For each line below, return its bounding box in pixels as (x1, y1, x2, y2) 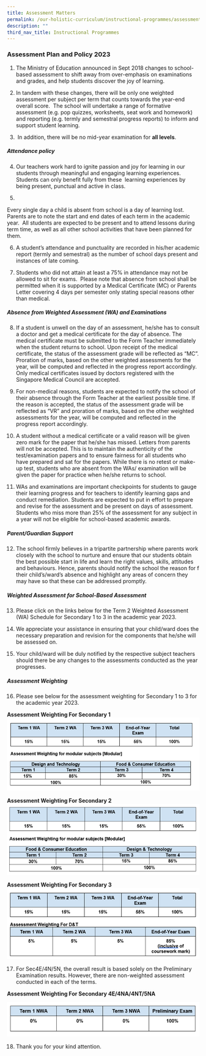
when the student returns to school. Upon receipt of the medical (15, 343, 178, 351)
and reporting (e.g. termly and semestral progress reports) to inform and (15, 115, 199, 122)
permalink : (7, 16, 35, 23)
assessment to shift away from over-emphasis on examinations (33, 70, 192, 78)
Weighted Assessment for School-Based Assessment (7, 592, 147, 599)
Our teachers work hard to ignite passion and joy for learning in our (15, 163, 185, 170)
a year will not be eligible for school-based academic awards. (15, 516, 171, 523)
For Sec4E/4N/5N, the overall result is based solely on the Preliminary (15, 965, 192, 973)
